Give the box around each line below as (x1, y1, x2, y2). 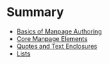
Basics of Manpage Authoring (16, 27, 102, 35)
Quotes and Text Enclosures (16, 42, 98, 50)
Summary (6, 4, 64, 20)
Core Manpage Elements (16, 34, 88, 42)
